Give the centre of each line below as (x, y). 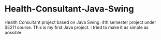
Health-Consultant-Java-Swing (69, 9)
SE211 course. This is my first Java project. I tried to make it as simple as (77, 27)
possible (13, 32)
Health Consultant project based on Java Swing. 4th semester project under (80, 22)
